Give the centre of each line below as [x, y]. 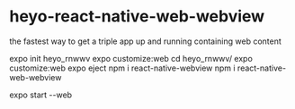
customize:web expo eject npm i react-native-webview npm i [122, 68]
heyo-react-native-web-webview [137, 17]
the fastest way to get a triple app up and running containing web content [145, 41]
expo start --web [41, 95]
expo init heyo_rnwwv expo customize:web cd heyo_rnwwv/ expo [131, 58]
